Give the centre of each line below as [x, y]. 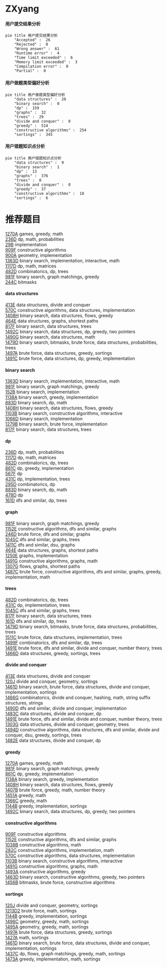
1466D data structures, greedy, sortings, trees [53, 653]
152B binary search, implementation [42, 392]
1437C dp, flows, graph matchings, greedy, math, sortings [65, 953]
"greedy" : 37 [30, 189]
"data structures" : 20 [40, 99]
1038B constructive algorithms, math [43, 845]
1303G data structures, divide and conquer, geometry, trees [67, 724]
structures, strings [24, 703]
